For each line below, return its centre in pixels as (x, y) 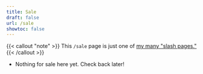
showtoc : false (26, 29)
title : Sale (21, 12)
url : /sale (20, 23)
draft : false (23, 18)
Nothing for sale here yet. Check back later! (70, 64)
